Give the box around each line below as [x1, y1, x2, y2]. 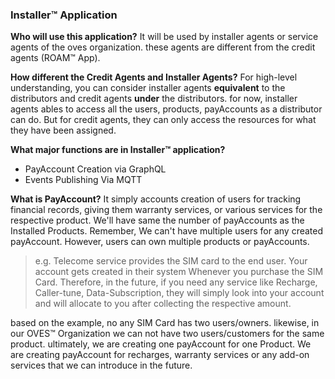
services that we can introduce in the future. [10, 359, 193, 372]
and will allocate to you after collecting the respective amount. [34, 298, 292, 310]
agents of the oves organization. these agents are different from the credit [10, 41, 316, 53]
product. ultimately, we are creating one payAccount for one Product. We [10, 338, 312, 350]
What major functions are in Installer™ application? [10, 144, 226, 156]
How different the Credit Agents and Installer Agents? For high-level [10, 71, 298, 83]
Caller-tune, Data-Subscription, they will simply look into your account [34, 287, 325, 299]
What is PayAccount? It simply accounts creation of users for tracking [10, 193, 302, 205]
